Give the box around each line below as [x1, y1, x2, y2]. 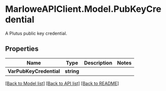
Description [83, 59, 113, 66]
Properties [5, 45, 39, 53]
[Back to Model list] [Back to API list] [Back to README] [5, 80, 119, 86]
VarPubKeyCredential [7, 68, 61, 75]
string [65, 68, 80, 75]
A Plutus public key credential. [5, 30, 68, 36]
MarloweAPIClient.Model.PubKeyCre [5, 3, 162, 15]
